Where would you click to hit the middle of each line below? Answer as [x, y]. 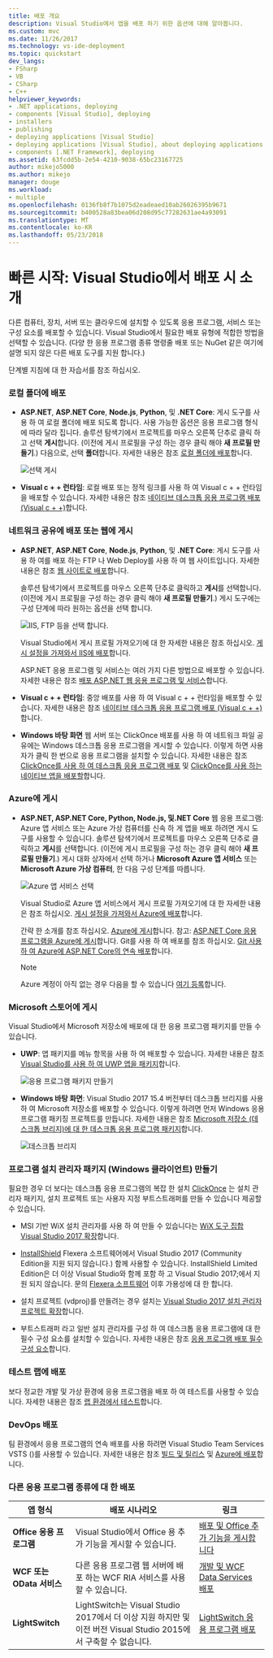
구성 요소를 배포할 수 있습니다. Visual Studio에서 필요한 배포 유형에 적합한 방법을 [136, 332]
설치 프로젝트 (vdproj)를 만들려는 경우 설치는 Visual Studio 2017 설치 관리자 [141, 1301]
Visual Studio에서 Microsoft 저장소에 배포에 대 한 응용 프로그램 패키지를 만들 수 [135, 1026]
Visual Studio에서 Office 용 [126, 1532]
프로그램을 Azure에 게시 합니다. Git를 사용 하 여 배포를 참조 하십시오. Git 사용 [141, 940]
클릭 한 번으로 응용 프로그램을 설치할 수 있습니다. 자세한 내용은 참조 [141, 755]
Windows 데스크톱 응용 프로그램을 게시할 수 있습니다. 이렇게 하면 [145, 745]
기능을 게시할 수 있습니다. [131, 1544]
